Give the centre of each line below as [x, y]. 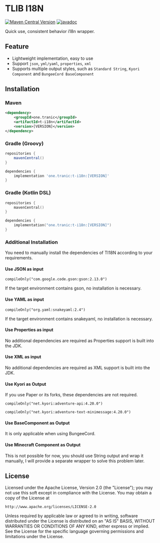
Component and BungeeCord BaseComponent [53, 74]
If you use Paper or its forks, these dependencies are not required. [72, 395]
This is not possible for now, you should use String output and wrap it [74, 456]
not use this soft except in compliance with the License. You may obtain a [78, 493]
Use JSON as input [24, 269]
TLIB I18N [24, 8]
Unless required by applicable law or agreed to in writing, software [72, 516]
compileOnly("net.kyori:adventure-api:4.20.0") [54, 404]
